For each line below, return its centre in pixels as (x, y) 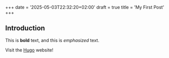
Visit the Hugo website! (30, 50)
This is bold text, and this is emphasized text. (52, 40)
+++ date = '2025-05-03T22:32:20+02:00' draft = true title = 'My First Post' (85, 7)
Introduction (25, 28)
